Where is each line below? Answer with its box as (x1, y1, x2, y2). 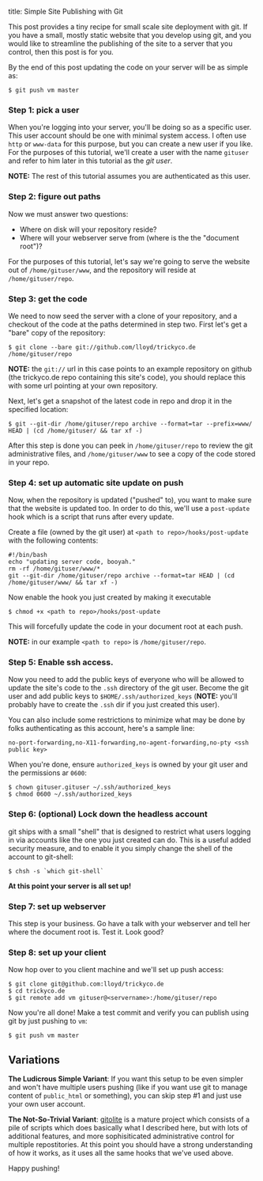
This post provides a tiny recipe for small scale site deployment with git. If (8, 22, 248, 31)
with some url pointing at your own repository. (8, 380, 158, 390)
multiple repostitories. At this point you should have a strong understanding (8, 1140, 254, 1149)
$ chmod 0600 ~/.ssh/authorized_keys (8, 790, 133, 798)
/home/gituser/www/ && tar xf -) (8, 579, 118, 587)
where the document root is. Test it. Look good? (8, 927, 164, 937)
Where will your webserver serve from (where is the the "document (19, 233, 239, 242)
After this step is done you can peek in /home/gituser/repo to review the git (8, 441, 254, 450)
